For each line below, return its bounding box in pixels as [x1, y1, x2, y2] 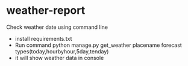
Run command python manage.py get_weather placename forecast [14, 41, 182, 49]
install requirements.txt [14, 35, 72, 42]
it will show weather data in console [14, 54, 104, 61]
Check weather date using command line [6, 23, 108, 31]
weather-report [6, 4, 86, 17]
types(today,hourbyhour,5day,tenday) [14, 47, 109, 55]
